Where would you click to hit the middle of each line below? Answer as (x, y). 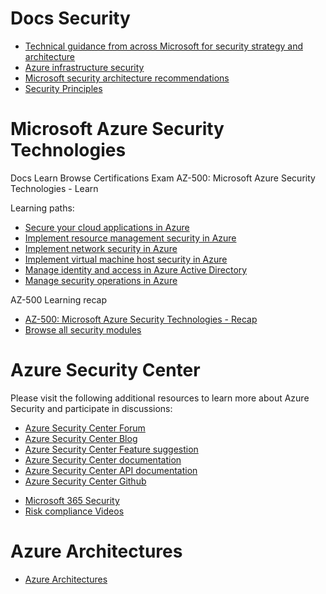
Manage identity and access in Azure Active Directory (136, 269)
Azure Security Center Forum (85, 428)
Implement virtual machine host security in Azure (126, 259)
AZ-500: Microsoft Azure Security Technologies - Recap (141, 319)
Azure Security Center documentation (103, 459)
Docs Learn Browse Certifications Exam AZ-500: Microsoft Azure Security (163, 178)
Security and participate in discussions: (91, 408)
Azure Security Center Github (85, 481)
